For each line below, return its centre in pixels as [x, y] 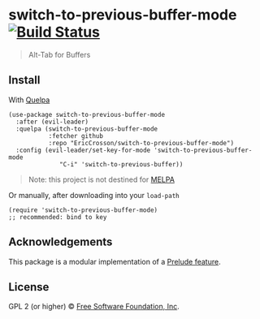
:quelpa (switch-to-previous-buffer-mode [87, 129]
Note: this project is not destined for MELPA [101, 179]
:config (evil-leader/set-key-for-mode [83, 150]
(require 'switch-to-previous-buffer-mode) [83, 210]
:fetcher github [76, 136]
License [29, 287]
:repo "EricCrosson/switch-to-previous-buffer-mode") [141, 143]
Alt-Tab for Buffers [59, 54]
